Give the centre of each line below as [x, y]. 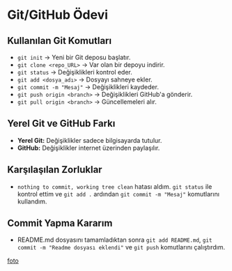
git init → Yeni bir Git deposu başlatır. [74, 57]
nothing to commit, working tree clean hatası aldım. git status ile [115, 186]
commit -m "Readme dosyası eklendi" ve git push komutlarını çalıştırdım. [121, 247]
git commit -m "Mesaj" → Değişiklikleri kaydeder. [88, 87]
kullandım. [32, 201]
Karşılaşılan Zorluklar [55, 170]
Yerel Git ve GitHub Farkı [61, 124]
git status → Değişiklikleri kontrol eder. [75, 72]
